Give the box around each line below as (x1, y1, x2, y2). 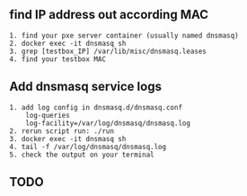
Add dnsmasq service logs (9, 79, 162, 94)
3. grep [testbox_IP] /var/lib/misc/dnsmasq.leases (9, 47, 207, 56)
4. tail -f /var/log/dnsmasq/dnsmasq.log (9, 142, 167, 151)
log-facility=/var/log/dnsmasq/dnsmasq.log (25, 119, 191, 128)
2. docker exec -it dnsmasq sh (9, 39, 127, 48)
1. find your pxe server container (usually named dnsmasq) (9, 31, 240, 40)
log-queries (25, 111, 70, 120)
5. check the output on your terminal (9, 150, 154, 159)
